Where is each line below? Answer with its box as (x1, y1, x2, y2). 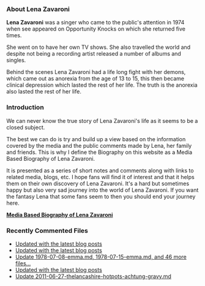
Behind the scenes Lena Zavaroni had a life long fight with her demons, (6, 68, 186, 76)
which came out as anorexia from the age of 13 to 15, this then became (6, 75, 185, 82)
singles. (6, 57, 26, 64)
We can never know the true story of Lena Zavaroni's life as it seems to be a (6, 117, 198, 124)
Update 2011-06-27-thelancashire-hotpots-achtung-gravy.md (15, 273, 171, 280)
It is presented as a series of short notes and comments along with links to (6, 167, 194, 174)
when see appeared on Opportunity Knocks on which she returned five (6, 25, 185, 32)
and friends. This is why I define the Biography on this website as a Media (6, 148, 193, 156)
